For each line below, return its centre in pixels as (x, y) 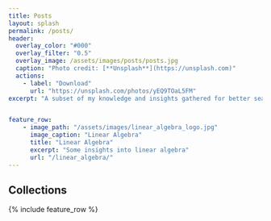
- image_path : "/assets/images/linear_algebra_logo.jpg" (121, 127)
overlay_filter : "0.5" (54, 53)
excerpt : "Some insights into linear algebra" (109, 150)
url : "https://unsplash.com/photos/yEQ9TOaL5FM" (113, 91)
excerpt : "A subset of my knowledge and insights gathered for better (129, 98)
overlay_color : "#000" (54, 46)
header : (21, 38)
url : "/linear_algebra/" (71, 157)
